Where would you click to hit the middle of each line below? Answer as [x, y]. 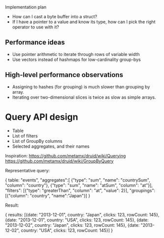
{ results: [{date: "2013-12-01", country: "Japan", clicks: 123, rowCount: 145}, [82, 214]
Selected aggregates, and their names [51, 146]
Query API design [42, 117]
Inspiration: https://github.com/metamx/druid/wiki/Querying [66, 156]
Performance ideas [35, 42]
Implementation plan [26, 7]
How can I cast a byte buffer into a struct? [55, 16]
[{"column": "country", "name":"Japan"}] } [48, 195]
